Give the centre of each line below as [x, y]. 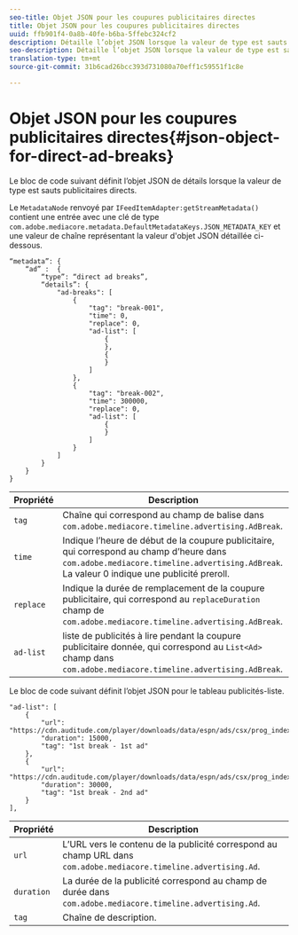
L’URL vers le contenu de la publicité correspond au [170, 844]
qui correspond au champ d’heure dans [145, 551]
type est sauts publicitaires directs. [73, 190]
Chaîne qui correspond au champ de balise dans [163, 515]
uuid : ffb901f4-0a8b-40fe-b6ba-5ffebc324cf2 [93, 34]
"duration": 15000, [77, 738]
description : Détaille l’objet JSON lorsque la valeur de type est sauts [149, 42]
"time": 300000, [118, 401]
